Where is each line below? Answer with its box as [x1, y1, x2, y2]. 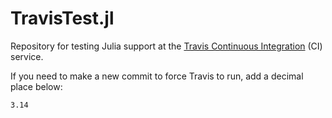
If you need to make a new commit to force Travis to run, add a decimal [10, 70, 304, 82]
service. [10, 50, 44, 62]
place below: [10, 80, 63, 92]
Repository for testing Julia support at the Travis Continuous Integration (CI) [10, 40, 323, 52]
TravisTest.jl [10, 7, 115, 30]
